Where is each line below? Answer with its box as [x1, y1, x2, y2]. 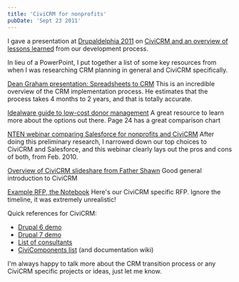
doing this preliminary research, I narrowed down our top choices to [7, 137, 207, 146]
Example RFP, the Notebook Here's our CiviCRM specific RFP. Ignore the [7, 187, 221, 196]
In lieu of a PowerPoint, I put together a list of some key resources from [7, 58, 217, 66]
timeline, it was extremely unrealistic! [7, 195, 116, 204]
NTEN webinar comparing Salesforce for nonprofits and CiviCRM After [7, 130, 215, 138]
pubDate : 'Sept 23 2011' [7, 17, 81, 24]
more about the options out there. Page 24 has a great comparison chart [7, 115, 221, 125]
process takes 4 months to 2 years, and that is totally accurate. [7, 94, 193, 103]
